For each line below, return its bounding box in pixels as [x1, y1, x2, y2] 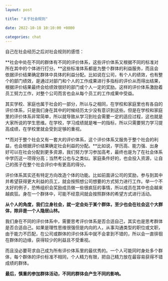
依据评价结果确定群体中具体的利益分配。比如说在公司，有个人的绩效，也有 [5, 72, 158, 78]
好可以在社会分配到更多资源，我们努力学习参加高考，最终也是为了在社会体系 [5, 149, 163, 155]
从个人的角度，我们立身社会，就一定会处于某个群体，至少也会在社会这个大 [5, 202, 158, 208]
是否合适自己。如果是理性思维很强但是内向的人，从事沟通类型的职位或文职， [5, 225, 163, 231]
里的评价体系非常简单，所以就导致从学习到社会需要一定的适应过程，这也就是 [5, 113, 163, 120]
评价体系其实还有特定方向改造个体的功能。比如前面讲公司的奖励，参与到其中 [5, 172, 163, 178]
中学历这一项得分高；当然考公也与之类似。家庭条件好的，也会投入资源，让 [5, 155, 158, 161]
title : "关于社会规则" [5, 16, 48, 21]
